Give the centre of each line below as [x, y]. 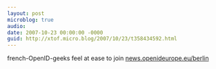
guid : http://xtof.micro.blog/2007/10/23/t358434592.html [92, 39]
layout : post [26, 13]
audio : [17, 26]
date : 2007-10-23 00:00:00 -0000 [55, 32]
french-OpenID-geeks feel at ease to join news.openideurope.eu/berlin [108, 58]
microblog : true [30, 20]
